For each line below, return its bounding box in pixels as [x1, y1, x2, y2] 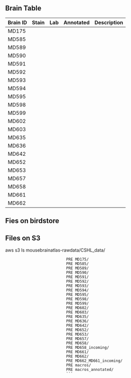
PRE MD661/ [66, 350, 89, 355]
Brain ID [8, 19, 27, 26]
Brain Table [5, 4, 42, 13]
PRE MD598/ [66, 297, 89, 302]
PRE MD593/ [66, 283, 89, 289]
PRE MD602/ [66, 305, 89, 310]
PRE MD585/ [66, 262, 89, 267]
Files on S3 [5, 234, 41, 242]
